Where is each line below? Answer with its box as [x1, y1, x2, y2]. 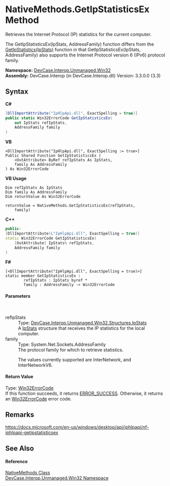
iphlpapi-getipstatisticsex [5, 429, 59, 436]
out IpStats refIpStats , [14, 120, 67, 125]
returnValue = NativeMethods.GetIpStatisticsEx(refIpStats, [5, 203, 136, 208]
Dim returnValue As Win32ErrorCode [5, 194, 81, 199]
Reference [5, 458, 28, 464]
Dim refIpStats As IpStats [5, 185, 63, 190]
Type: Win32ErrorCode [5, 385, 54, 391]
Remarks [5, 411, 35, 419]
